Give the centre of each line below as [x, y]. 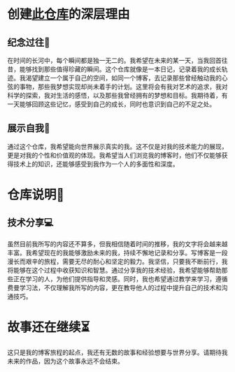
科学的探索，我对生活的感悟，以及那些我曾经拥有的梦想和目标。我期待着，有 [117, 95]
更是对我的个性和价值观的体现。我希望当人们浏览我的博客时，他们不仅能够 [114, 155]
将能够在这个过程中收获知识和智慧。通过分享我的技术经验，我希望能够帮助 [114, 270]
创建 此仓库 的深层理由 [69, 14]
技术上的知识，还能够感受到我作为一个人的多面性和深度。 [96, 164]
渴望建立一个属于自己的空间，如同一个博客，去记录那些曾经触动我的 [123, 78]
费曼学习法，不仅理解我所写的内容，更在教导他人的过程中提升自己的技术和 [114, 287]
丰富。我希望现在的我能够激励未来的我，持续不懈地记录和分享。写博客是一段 [117, 252]
